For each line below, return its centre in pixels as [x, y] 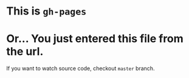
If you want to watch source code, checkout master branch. [81, 68]
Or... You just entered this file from [95, 39]
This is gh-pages [46, 11]
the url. [25, 52]
